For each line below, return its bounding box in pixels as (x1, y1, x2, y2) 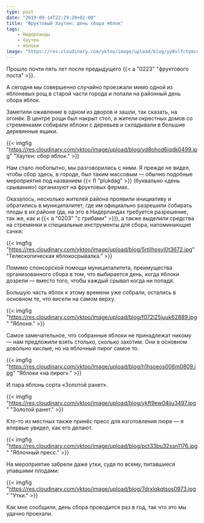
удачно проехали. (6, 510, 53, 517)
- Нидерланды (17, 32, 50, 38)
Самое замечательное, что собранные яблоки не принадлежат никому (6, 331, 192, 339)
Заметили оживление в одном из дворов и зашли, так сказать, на (6, 108, 177, 116)
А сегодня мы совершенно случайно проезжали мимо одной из (6, 83, 173, 91)
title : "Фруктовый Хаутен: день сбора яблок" (6, 20, 123, 26)
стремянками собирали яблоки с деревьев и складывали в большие (6, 121, 185, 128)
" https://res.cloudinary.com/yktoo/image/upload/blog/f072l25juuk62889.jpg (6, 313, 197, 320)
